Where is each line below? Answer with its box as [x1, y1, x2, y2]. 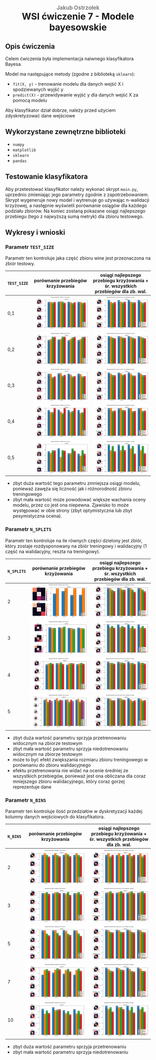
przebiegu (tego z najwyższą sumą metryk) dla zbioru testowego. [5, 213, 144, 219]
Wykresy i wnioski [5, 228, 65, 237]
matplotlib [12, 147, 36, 152]
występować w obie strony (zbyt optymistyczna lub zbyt [12, 507, 132, 514]
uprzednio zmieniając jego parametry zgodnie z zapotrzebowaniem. [5, 191, 149, 198]
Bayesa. [5, 61, 23, 67]
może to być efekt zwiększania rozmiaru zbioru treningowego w [12, 756, 148, 762]
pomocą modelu [12, 97, 47, 104]
